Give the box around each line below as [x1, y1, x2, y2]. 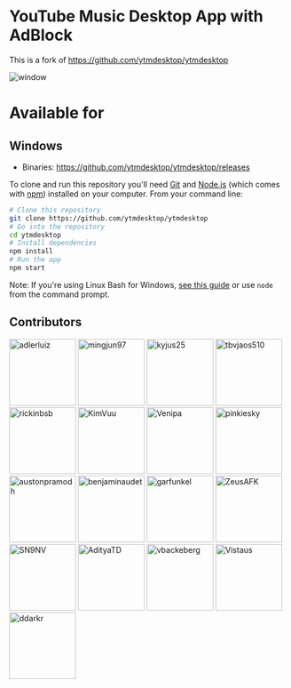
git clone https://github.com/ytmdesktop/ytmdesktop [9, 213, 208, 223]
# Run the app [9, 255, 62, 264]
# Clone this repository [9, 205, 101, 214]
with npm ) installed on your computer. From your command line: [9, 188, 244, 199]
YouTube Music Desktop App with [9, 6, 263, 27]
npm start [9, 264, 46, 273]
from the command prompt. [9, 289, 110, 300]
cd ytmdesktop [9, 230, 62, 239]
